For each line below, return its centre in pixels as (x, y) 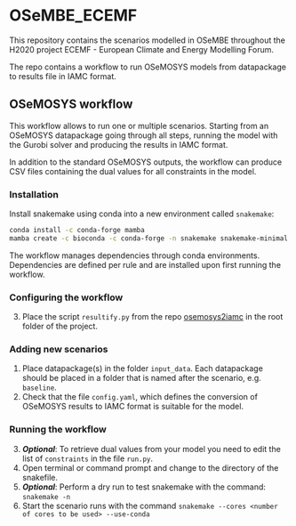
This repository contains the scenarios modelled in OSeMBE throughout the (148, 40)
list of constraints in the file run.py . (88, 458)
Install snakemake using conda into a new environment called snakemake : (142, 214)
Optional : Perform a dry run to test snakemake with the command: (144, 487)
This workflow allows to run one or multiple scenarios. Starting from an (139, 125)
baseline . (40, 387)
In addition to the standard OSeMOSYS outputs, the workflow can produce (146, 162)
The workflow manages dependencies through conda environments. (135, 255)
